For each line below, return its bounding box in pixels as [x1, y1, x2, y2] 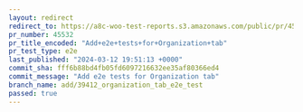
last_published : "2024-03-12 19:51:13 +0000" [8, 55, 183, 64]
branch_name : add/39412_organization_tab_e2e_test [8, 80, 204, 89]
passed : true [8, 89, 58, 98]
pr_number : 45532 [8, 30, 74, 39]
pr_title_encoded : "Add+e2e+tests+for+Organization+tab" [8, 38, 228, 48]
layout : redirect [8, 13, 74, 23]
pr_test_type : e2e [8, 47, 78, 56]
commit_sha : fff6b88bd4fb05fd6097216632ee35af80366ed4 [8, 64, 220, 73]
